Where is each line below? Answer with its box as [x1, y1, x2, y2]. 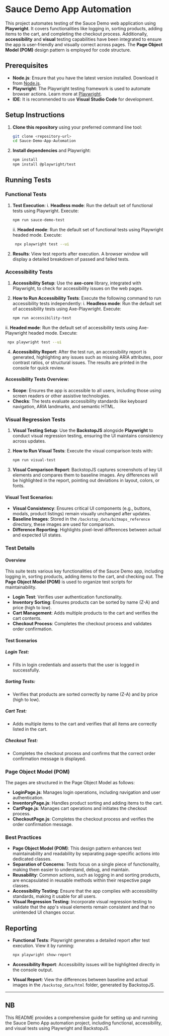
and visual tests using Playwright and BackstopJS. [5, 1025, 110, 1031]
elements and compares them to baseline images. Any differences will [12, 472, 158, 478]
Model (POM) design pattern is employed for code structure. [5, 47, 131, 53]
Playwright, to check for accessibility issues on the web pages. [12, 285, 143, 291]
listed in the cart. [12, 726, 48, 732]
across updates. [12, 438, 46, 444]
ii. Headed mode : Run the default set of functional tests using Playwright [12, 226, 163, 232]
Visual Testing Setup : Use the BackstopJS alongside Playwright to [12, 427, 153, 433]
